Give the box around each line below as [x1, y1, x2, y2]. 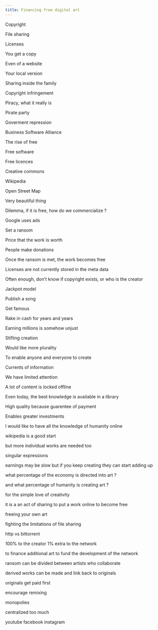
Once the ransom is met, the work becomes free [5, 256, 106, 262]
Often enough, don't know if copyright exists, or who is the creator [5, 276, 143, 282]
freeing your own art [5, 511, 48, 517]
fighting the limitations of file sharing [5, 521, 82, 527]
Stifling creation [5, 335, 38, 341]
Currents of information [5, 364, 54, 370]
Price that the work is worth [5, 237, 63, 243]
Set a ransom [5, 227, 33, 233]
